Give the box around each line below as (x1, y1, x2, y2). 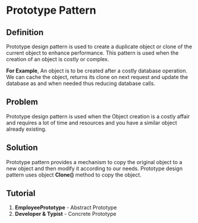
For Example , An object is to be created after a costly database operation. (6, 67, 187, 74)
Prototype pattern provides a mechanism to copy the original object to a (6, 158, 183, 165)
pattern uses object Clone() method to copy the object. (6, 171, 142, 178)
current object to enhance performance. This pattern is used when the (6, 49, 179, 56)
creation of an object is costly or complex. (6, 56, 109, 62)
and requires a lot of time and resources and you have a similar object (6, 119, 177, 126)
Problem (6, 97, 39, 107)
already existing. (6, 125, 47, 133)
